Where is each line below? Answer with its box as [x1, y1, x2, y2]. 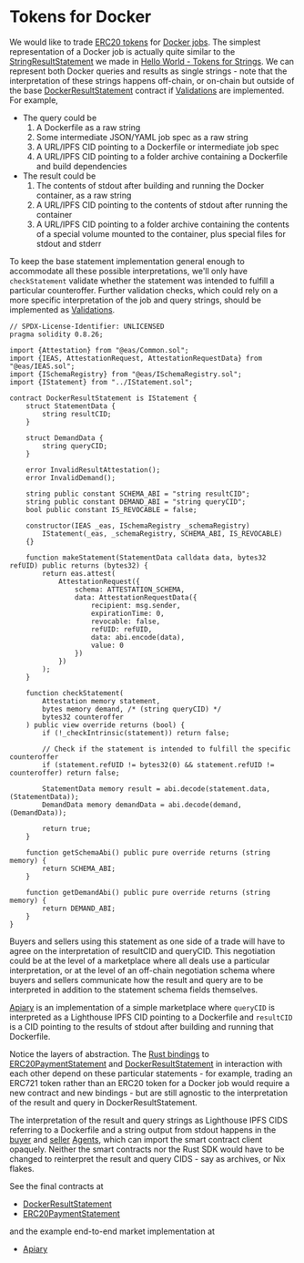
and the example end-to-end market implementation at [9, 1226, 216, 1237]
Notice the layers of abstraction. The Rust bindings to [9, 1048, 209, 1059]
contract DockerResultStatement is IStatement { [9, 394, 198, 403]
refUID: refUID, [90, 624, 153, 634]
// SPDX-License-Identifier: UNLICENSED [9, 322, 166, 331]
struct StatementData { [25, 401, 117, 411]
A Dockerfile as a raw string [35, 121, 141, 133]
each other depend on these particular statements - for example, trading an [9, 1068, 293, 1079]
